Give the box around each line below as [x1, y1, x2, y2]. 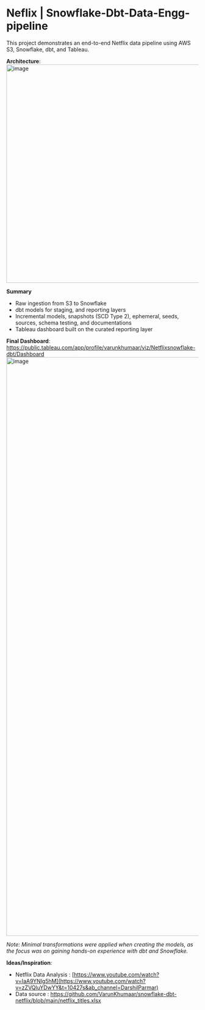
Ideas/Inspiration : [6, 959, 52, 966]
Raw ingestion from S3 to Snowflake [15, 299, 107, 307]
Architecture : [6, 57, 41, 65]
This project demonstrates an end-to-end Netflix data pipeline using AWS [6, 39, 191, 46]
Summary [6, 287, 32, 295]
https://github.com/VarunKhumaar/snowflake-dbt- [50, 990, 177, 997]
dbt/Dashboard [6, 350, 45, 357]
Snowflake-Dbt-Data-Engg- [46, 6, 190, 20]
